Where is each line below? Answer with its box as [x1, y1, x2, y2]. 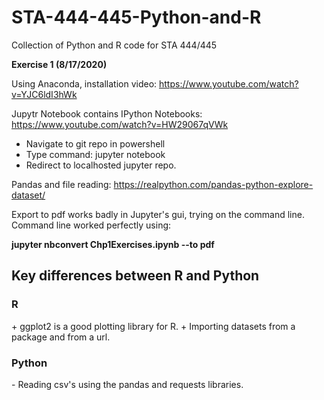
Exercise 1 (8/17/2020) [11, 58, 108, 70]
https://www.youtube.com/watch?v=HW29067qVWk [11, 118, 229, 130]
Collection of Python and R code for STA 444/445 [11, 39, 218, 51]
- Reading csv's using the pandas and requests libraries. [11, 378, 244, 390]
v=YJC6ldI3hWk [11, 88, 78, 100]
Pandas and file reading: [11, 178, 112, 190]
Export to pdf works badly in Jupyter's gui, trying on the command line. [11, 208, 305, 220]
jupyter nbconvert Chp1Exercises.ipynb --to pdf [11, 238, 215, 250]
